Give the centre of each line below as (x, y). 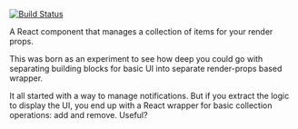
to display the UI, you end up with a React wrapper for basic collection (141, 105)
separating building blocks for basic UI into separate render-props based (146, 69)
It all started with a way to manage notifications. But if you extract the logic (149, 96)
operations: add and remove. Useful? (79, 115)
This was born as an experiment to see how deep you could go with (136, 59)
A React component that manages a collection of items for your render (141, 31)
